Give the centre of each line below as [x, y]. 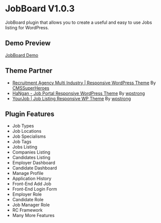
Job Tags [22, 142]
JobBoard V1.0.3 [40, 9]
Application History [32, 178]
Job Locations [27, 131]
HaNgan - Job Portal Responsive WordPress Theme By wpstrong [79, 93]
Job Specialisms [29, 136]
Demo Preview [28, 43]
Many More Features [33, 216]
